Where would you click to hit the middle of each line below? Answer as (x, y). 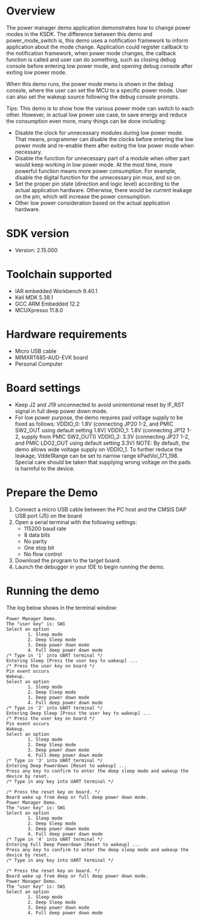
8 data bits (37, 535)
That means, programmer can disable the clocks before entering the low (104, 139)
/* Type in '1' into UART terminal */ (54, 655)
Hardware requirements (67, 334)
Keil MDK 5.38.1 (34, 297)
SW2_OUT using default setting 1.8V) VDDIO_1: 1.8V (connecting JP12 (100, 430)
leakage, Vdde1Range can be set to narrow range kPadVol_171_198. (97, 456)
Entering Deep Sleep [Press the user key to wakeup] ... (79, 713)
